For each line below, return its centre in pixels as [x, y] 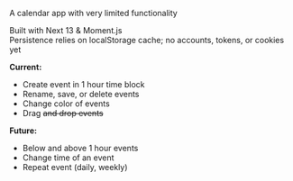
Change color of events [66, 104]
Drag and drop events [63, 113]
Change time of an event [68, 158]
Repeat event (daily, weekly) [75, 167]
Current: [26, 67]
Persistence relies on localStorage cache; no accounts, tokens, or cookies [147, 40]
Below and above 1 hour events [80, 148]
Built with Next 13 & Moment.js [66, 30]
